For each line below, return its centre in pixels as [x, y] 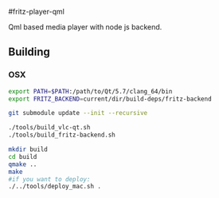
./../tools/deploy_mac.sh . [55, 187]
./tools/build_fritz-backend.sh [62, 135]
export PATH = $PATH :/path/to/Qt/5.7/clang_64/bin [90, 91]
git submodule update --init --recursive [78, 113]
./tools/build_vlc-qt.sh [49, 128]
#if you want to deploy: [49, 179]
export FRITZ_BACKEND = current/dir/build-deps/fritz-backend [110, 99]
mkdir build [28, 150]
